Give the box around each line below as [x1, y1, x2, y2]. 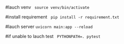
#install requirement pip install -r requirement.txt [5, 14, 119, 19]
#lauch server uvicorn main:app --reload [5, 23, 93, 29]
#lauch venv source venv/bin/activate [5, 4, 90, 10]
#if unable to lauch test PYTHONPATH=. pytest [5, 33, 101, 39]
